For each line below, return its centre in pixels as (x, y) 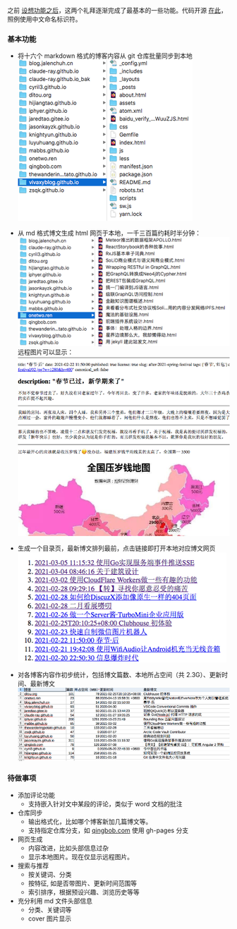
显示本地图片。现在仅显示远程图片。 (81, 856)
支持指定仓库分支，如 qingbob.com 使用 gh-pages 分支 (108, 830)
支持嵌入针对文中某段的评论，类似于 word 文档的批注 (105, 803)
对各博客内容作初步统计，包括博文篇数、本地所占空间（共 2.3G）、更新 (120, 675)
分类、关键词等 (50, 909)
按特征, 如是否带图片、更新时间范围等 (83, 883)
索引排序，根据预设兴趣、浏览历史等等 (84, 892)
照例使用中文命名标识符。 (44, 19)
